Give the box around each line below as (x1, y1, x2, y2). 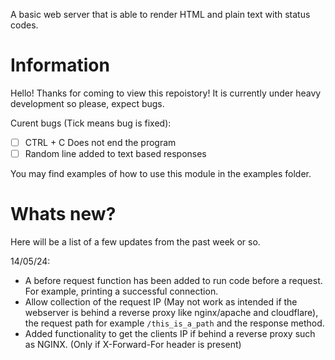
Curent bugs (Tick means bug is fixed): (10, 117, 172, 129)
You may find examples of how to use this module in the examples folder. (10, 168, 312, 180)
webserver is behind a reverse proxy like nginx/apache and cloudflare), (24, 307, 319, 318)
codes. (10, 19, 39, 31)
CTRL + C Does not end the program (24, 136, 177, 148)
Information (10, 54, 110, 77)
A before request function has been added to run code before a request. (24, 275, 323, 286)
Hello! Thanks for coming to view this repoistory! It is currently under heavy (10, 87, 322, 99)
